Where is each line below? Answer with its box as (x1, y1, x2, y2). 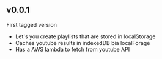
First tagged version (6, 21, 57, 28)
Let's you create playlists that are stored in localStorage (15, 33, 156, 40)
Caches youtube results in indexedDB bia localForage (15, 39, 150, 46)
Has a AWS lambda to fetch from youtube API (15, 46, 130, 53)
